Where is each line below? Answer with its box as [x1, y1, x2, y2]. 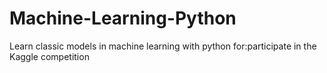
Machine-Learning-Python [9, 7, 237, 30]
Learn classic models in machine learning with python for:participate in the [9, 40, 317, 52]
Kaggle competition [9, 50, 90, 62]
